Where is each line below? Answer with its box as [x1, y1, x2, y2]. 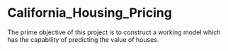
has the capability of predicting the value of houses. [7, 35, 159, 43]
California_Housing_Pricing [7, 5, 172, 21]
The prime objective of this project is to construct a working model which [7, 28, 221, 36]
